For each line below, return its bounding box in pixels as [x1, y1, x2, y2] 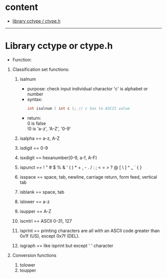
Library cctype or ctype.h [5, 40, 113, 51]
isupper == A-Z [19, 208, 52, 214]
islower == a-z [19, 199, 50, 205]
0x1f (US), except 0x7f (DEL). [19, 233, 80, 239]
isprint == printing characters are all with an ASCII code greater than [19, 228, 160, 234]
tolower [19, 262, 36, 268]
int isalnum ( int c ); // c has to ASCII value [27, 106, 130, 111]
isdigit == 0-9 [19, 145, 48, 151]
